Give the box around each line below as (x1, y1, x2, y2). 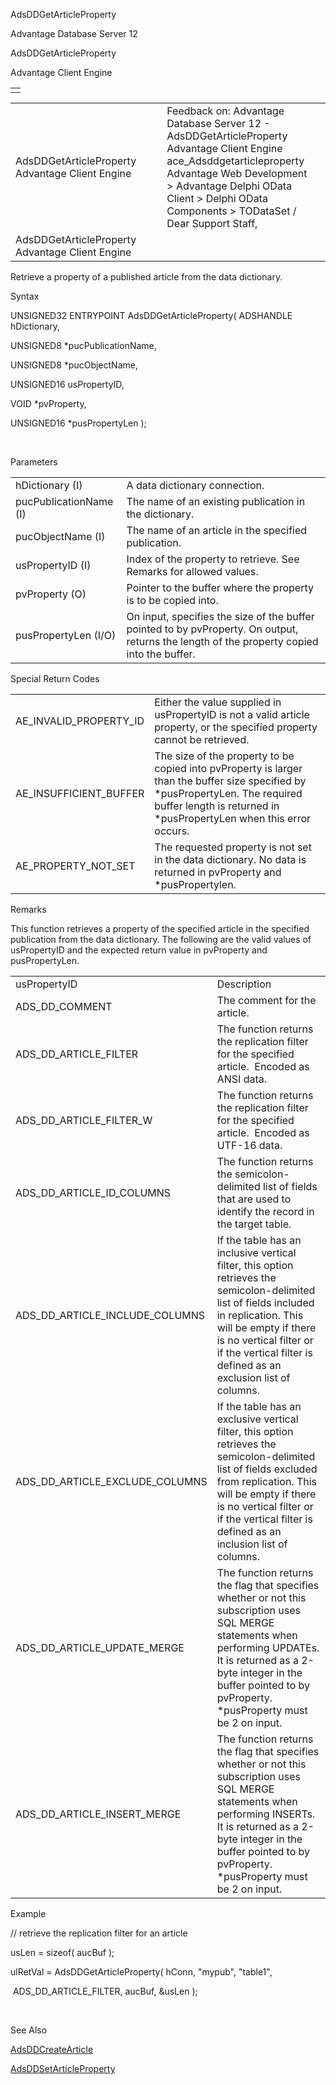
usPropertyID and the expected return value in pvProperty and (10, 944, 268, 956)
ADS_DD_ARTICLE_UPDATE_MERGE (15, 1641, 185, 1654)
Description (216, 977, 272, 991)
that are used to (216, 1192, 292, 1206)
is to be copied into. (126, 594, 219, 607)
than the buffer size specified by (154, 774, 307, 788)
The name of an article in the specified (126, 524, 308, 537)
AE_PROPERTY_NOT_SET (15, 859, 136, 873)
